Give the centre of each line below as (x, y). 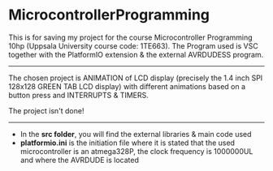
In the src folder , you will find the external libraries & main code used (136, 134)
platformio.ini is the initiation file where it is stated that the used (128, 143)
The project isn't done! (46, 110)
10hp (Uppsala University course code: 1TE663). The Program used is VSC (133, 45)
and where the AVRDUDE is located (80, 160)
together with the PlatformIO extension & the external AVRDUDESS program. (136, 54)
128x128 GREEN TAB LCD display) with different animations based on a (127, 86)
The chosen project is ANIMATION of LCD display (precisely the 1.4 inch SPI (136, 78)
